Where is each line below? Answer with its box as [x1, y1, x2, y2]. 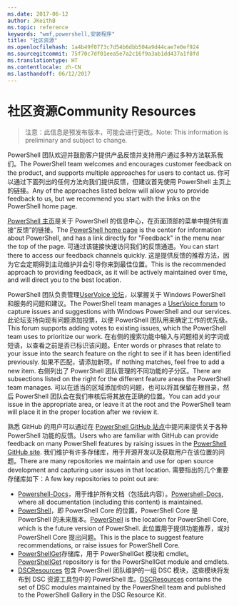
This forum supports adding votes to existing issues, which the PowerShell [7, 324, 227, 333]
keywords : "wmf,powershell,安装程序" [7, 30, 116, 38]
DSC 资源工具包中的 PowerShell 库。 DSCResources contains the [31, 575, 223, 584]
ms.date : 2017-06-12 [7, 10, 69, 18]
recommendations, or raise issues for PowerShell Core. [17, 541, 180, 550]
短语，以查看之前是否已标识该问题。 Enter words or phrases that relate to [7, 341, 221, 350]
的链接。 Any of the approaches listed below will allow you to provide [7, 186, 209, 195]
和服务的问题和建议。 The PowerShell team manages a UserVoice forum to [7, 299, 225, 308]
